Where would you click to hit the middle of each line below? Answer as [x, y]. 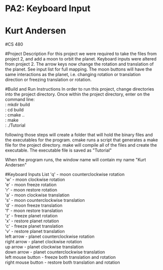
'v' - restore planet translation [35, 231]
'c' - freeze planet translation [34, 226]
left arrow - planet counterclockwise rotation [50, 236]
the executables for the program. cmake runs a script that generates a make [81, 140]
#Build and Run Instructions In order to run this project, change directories [80, 89]
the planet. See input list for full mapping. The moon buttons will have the [79, 69]
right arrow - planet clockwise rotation [43, 242]
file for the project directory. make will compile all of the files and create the [81, 145]
